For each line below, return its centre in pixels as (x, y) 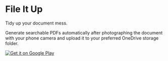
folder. (12, 43)
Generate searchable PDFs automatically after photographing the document (84, 32)
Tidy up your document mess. (36, 23)
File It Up (24, 9)
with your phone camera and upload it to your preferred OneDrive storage (82, 38)
